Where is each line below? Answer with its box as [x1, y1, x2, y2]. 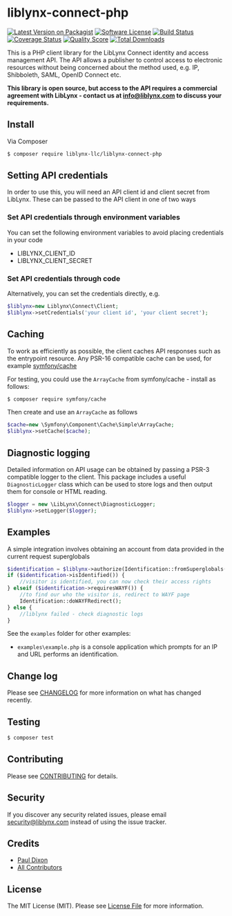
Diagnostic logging [7, 447, 90, 459]
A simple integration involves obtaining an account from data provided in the [7, 544, 224, 553]
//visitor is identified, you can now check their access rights [19, 578, 212, 585]
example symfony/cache [7, 361, 77, 369]
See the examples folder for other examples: [7, 630, 131, 638]
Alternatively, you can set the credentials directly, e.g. [7, 289, 160, 298]
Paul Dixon [17, 856, 48, 864]
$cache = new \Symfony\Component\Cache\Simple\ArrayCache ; [7, 421, 175, 428]
